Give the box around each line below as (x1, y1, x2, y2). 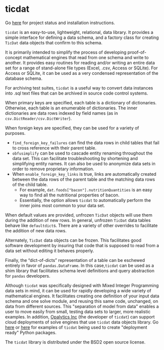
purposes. (5, 130, 26, 136)
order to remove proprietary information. (12, 166, 94, 172)
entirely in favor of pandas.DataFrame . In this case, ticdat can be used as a (5, 262, 154, 268)
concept (5, 54, 22, 60)
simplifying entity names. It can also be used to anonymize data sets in (12, 160, 156, 166)
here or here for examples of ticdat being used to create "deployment (5, 324, 147, 330)
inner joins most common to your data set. (19, 202, 106, 208)
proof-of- (127, 49, 147, 55)
